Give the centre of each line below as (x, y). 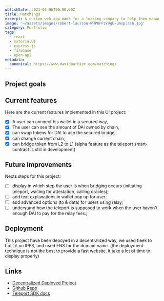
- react (17, 37)
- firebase (20, 50)
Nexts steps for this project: (33, 176)
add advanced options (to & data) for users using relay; (68, 202)
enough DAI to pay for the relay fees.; (50, 213)
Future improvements (39, 165)
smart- (141, 144)
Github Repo (25, 288)
